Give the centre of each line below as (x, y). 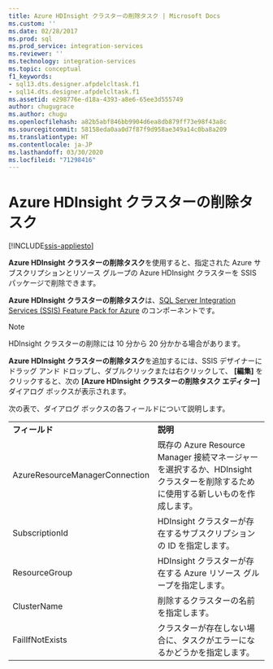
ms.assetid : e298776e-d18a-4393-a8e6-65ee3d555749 (96, 99)
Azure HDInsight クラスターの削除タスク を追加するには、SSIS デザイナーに (135, 361)
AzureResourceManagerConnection (81, 475)
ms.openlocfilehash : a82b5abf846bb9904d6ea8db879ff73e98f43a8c (118, 122)
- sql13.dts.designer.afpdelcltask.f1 (74, 84)
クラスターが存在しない (202, 628)
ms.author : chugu (38, 115)
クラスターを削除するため (206, 482)
